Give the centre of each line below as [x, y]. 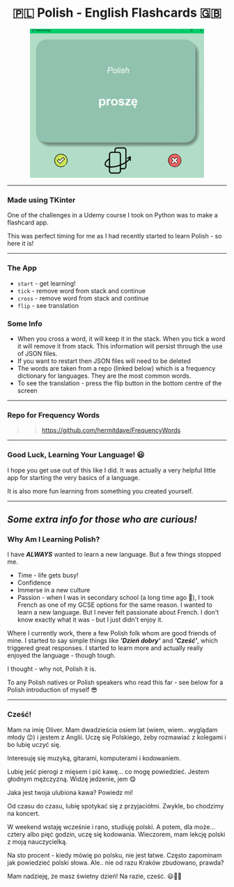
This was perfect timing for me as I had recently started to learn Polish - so [115, 236]
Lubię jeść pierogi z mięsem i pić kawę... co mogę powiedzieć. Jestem [108, 771]
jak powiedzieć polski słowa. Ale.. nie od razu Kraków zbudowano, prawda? [116, 863]
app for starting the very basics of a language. [74, 477]
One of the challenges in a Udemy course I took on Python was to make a [112, 215]
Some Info [25, 323]
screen [27, 391]
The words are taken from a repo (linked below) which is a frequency [116, 369]
